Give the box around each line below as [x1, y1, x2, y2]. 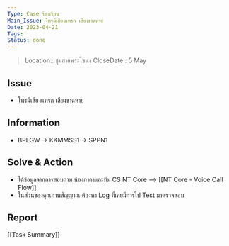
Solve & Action [7, 157, 74, 169]
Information [7, 117, 61, 129]
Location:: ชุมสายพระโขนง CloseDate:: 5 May [24, 56, 147, 65]
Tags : [7, 30, 23, 38]
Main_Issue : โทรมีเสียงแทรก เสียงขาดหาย [7, 17, 104, 24]
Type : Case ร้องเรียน [7, 10, 59, 18]
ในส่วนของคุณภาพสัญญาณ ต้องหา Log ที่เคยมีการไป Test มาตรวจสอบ [17, 191, 184, 199]
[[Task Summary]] [7, 230, 60, 239]
